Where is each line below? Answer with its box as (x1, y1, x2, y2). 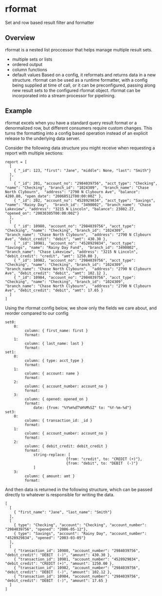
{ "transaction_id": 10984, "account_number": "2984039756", (14, 574, 140, 579)
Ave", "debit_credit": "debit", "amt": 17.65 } (5, 287, 104, 293)
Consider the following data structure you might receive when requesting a (5, 145, 155, 151)
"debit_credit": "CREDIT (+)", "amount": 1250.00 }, (5, 561, 114, 566)
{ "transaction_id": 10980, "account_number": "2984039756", (14, 548, 140, 553)
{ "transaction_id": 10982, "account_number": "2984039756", (14, 565, 140, 570)
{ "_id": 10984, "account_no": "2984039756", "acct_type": (14, 275, 136, 280)
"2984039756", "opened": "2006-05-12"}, (5, 527, 89, 531)
